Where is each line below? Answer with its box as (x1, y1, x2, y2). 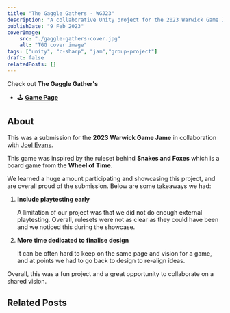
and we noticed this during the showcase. (16, 223, 136, 231)
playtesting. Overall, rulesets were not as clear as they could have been (16, 216, 219, 224)
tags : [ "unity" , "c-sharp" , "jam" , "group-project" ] (7, 49, 157, 55)
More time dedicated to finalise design (16, 236, 129, 245)
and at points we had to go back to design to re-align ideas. (16, 257, 186, 265)
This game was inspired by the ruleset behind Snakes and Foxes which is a (7, 154, 220, 163)
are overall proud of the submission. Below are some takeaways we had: (7, 182, 212, 190)
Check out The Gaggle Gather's (7, 79, 99, 87)
